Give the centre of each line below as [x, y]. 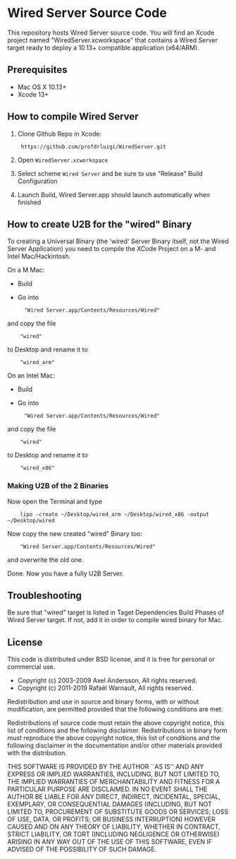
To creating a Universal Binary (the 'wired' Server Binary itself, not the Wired [118, 241]
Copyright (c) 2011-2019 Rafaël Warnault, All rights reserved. [105, 688]
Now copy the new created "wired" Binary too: [75, 533]
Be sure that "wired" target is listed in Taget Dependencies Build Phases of [116, 612]
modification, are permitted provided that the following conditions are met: [115, 709]
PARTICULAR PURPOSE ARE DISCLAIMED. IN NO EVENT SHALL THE [107, 789]
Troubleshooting [45, 596]
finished [29, 202]
